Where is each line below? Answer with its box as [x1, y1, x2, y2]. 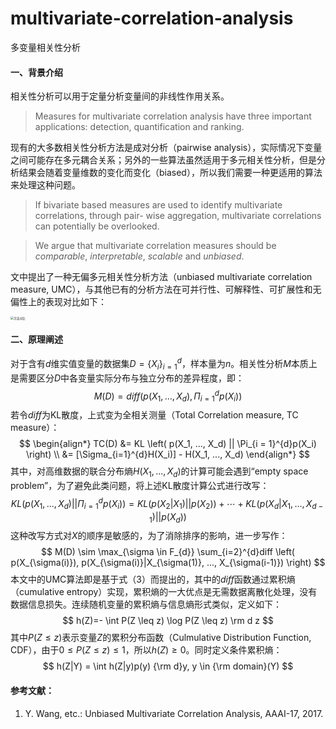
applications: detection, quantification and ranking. [34, 121, 245, 133]
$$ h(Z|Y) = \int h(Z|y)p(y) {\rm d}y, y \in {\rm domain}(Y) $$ [42, 660, 294, 672]
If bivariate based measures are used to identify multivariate [34, 199, 283, 211]
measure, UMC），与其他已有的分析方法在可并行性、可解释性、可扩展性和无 [10, 283, 322, 296]
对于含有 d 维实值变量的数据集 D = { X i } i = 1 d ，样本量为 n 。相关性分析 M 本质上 [10, 356, 318, 372]
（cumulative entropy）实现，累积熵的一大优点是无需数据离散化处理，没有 [10, 586, 318, 598]
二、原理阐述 [10, 333, 63, 345]
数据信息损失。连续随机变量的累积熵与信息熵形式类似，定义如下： [10, 598, 282, 611]
